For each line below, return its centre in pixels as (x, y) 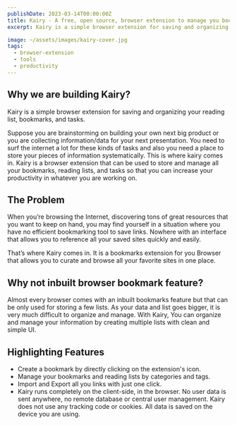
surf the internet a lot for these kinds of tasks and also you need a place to (116, 148)
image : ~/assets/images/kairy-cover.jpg (68, 40)
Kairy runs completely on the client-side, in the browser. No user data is (122, 391)
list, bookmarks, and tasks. (47, 119)
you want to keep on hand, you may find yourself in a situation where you (114, 225)
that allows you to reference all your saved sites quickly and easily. (104, 239)
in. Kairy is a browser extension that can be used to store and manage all (113, 162)
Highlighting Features (56, 352)
